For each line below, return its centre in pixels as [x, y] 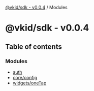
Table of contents [34, 47]
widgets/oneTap [29, 83]
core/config [25, 77]
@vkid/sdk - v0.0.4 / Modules [36, 7]
